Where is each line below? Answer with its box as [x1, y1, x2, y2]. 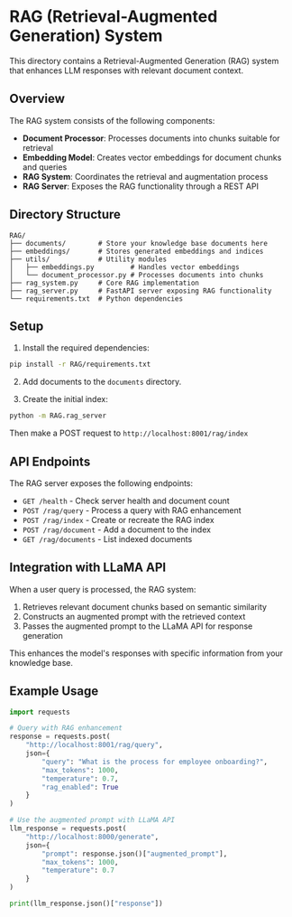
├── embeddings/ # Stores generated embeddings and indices [9, 247, 264, 256]
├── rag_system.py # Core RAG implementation [9, 278, 200, 287]
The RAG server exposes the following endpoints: [9, 477, 194, 489]
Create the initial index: [22, 394, 108, 405]
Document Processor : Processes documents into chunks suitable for [22, 133, 281, 144]
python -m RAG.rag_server [9, 411, 106, 421]
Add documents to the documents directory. [22, 377, 182, 388]
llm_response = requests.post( [9, 824, 127, 833]
